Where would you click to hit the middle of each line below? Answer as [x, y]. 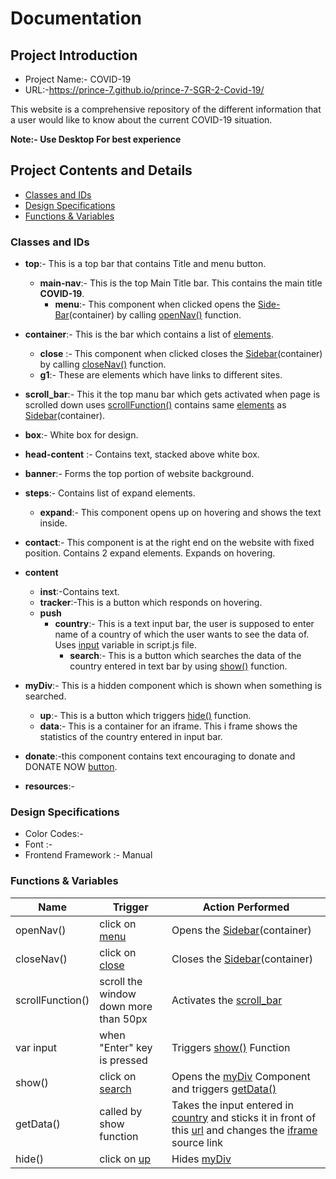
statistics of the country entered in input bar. [131, 737]
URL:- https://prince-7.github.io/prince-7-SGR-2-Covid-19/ [144, 90]
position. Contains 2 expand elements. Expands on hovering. [150, 553]
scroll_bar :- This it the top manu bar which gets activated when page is [172, 394]
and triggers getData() [224, 1089]
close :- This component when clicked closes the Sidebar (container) [181, 354]
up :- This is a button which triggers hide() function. [145, 716]
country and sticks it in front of [244, 1117]
